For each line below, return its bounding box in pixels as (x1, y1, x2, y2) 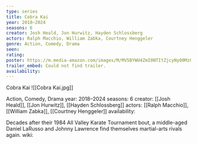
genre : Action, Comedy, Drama (6, 41, 80, 47)
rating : (6, 52, 25, 58)
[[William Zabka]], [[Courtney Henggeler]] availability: (6, 108, 136, 115)
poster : (6, 57, 25, 63)
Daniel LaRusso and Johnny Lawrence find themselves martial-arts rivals (6, 125, 182, 132)
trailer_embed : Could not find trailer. (6, 62, 107, 69)
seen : (6, 47, 19, 52)
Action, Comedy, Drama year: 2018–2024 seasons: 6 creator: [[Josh (6, 96, 171, 103)
